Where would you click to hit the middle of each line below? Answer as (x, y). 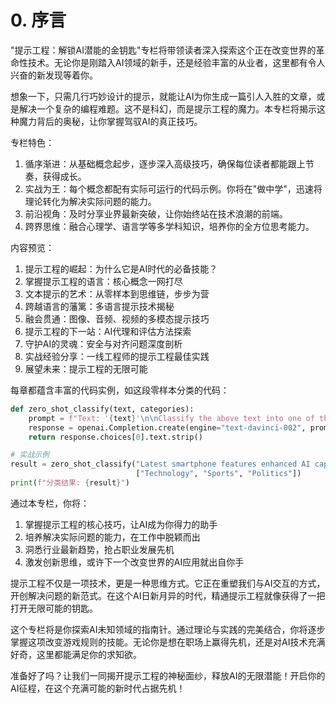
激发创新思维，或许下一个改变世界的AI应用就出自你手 (134, 562)
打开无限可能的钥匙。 (54, 608)
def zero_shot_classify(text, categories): (102, 409)
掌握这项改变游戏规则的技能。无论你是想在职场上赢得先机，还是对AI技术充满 (168, 642)
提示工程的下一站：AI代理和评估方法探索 (108, 331)
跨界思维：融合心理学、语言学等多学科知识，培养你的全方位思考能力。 (169, 226)
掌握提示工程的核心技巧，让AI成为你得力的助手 (121, 524)
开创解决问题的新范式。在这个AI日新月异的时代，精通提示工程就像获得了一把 (168, 595)
